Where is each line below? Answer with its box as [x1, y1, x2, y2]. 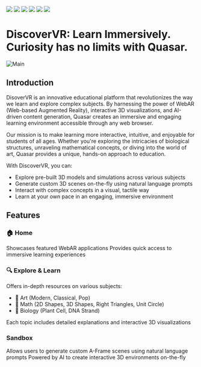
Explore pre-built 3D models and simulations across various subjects [14, 174, 185, 181]
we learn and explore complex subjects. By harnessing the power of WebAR [6, 100, 194, 107]
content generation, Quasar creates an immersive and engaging [23, 113, 182, 120]
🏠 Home [6, 229, 33, 237]
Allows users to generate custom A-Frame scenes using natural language [6, 347, 188, 355]
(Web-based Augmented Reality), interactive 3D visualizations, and [6, 106, 173, 114]
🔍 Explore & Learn [6, 266, 61, 275]
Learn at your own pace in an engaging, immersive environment [14, 193, 173, 200]
